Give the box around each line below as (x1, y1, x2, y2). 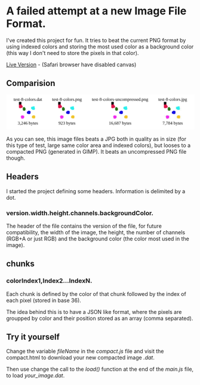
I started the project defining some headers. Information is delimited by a (6, 187, 186, 195)
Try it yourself (6, 332, 60, 342)
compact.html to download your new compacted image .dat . (6, 354, 155, 361)
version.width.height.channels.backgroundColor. (6, 209, 154, 217)
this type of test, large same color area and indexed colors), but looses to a (6, 142, 191, 149)
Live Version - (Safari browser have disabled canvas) (6, 61, 137, 68)
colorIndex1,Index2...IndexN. (6, 277, 93, 285)
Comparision (6, 78, 56, 88)
